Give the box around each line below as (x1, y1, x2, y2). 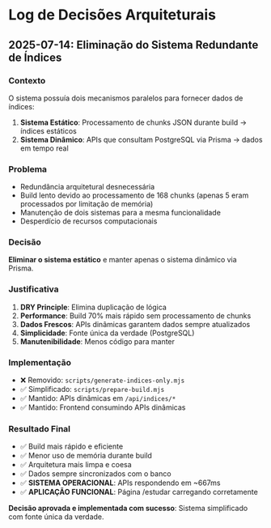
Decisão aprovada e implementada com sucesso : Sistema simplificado (8, 504, 248, 513)
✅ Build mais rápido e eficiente (19, 441, 124, 451)
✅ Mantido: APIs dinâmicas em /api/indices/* (19, 394, 176, 403)
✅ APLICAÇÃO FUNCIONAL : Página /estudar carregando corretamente (19, 488, 259, 497)
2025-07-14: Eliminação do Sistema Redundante (8, 38, 259, 52)
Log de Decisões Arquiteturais (8, 6, 217, 24)
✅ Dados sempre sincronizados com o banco (19, 469, 171, 479)
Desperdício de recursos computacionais (19, 216, 158, 226)
